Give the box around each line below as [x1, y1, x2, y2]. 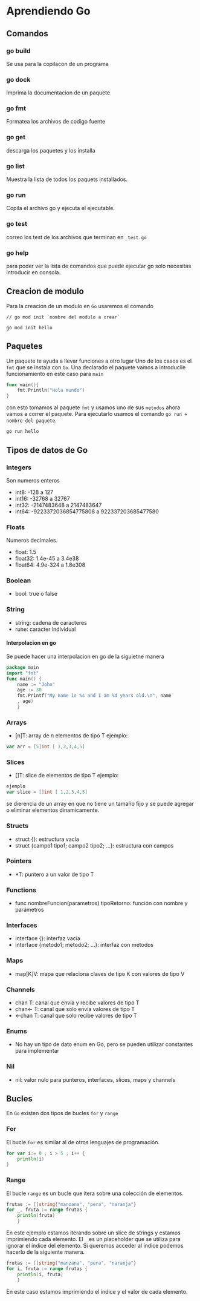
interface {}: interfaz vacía [15, 935, 80, 942]
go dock [6, 75, 31, 84]
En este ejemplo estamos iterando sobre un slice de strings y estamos [6, 1229, 181, 1236]
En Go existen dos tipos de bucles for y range [6, 1110, 118, 1117]
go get [6, 133, 26, 142]
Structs [6, 822, 29, 830]
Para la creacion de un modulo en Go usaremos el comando [6, 302, 154, 309]
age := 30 [17, 687, 42, 693]
